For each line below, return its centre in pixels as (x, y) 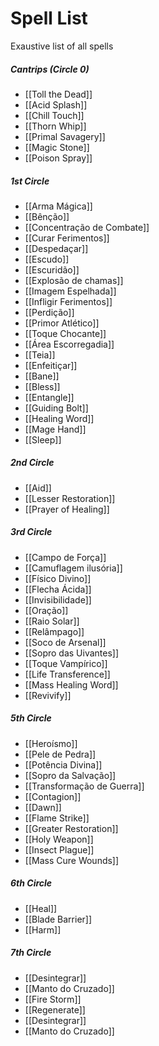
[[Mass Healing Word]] (71, 684)
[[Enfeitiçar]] (51, 365)
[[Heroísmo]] (51, 743)
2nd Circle (32, 463)
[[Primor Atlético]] (62, 323)
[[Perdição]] (49, 312)
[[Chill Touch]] (54, 115)
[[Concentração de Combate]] (87, 227)
